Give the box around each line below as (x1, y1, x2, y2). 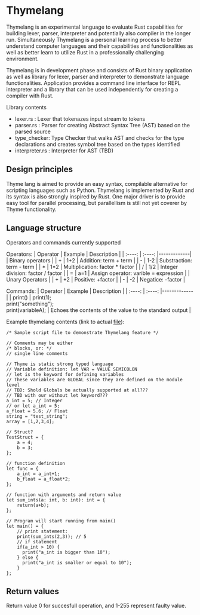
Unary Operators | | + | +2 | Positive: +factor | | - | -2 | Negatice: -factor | (6, 276, 185, 283)
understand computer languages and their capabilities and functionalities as (6, 42, 193, 50)
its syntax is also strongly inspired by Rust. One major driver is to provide (6, 192, 186, 200)
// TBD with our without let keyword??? (6, 392, 109, 398)
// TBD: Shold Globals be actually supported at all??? (6, 387, 148, 393)
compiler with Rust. (6, 92, 54, 99)
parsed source (14, 128, 51, 135)
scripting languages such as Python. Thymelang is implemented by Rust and (6, 186, 195, 194)
